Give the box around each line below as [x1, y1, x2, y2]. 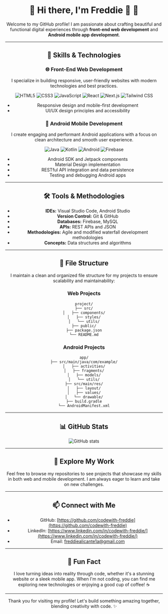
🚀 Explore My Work [53, 457, 114, 466]
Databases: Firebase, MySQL [57, 218, 118, 225]
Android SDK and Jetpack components [47, 156, 128, 162]
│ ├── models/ [67, 373, 101, 378]
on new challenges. [64, 481, 104, 487]
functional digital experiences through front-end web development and [9, 26, 158, 32]
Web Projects [67, 290, 101, 297]
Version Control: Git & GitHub [56, 213, 118, 219]
